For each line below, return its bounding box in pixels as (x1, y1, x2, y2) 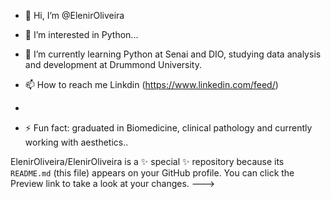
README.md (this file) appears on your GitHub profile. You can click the (10, 167, 295, 179)
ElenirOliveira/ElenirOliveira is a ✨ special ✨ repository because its (10, 156, 285, 167)
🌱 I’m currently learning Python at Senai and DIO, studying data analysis (24, 48, 322, 60)
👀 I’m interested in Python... (24, 29, 139, 40)
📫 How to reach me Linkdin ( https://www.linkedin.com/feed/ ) (24, 79, 279, 90)
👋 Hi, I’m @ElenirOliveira (24, 10, 125, 21)
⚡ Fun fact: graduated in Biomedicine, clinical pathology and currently (24, 122, 313, 134)
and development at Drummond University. (24, 59, 202, 70)
